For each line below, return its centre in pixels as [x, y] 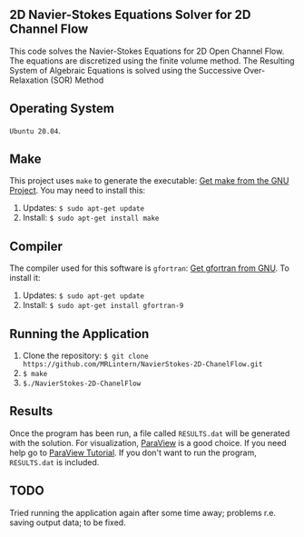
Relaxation [29, 80]
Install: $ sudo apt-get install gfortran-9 [103, 305]
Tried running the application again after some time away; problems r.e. [143, 512]
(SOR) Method [77, 80]
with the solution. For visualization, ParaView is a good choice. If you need [148, 443]
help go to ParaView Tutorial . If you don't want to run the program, [133, 452]
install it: [25, 278]
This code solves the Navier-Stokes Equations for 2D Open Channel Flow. [147, 51]
